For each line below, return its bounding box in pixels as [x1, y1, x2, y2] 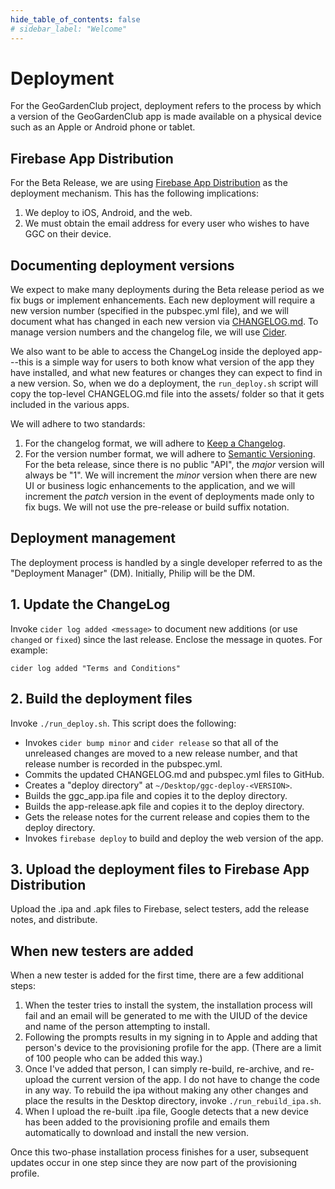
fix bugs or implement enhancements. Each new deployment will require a [10, 294, 315, 306]
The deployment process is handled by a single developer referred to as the [10, 556, 323, 568]
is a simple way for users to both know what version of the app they [35, 356, 315, 368]
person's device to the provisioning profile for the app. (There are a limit [24, 1042, 322, 1054]
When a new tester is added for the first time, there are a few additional [10, 969, 304, 981]
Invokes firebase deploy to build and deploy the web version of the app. [24, 832, 324, 844]
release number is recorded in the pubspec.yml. [24, 757, 223, 770]
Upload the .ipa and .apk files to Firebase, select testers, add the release [10, 903, 310, 915]
